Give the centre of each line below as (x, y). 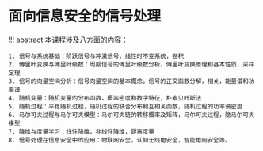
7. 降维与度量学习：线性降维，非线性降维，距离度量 (81, 131)
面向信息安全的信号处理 (85, 16)
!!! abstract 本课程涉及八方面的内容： (69, 40)
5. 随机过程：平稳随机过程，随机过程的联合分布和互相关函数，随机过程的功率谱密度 (126, 106)
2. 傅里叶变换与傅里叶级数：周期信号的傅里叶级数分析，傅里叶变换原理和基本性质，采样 (131, 64)
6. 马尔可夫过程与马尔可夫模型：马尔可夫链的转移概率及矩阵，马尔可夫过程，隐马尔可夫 (131, 115)
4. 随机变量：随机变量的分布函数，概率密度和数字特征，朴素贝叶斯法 (105, 98)
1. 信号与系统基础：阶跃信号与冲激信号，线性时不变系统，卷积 (96, 56)
